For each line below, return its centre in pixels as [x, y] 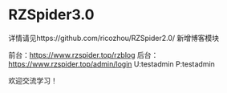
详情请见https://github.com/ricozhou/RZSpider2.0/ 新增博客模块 [113, 38]
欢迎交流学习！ [33, 80]
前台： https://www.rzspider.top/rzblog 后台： [83, 55]
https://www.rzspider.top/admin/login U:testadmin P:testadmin [111, 64]
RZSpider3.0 [51, 15]
